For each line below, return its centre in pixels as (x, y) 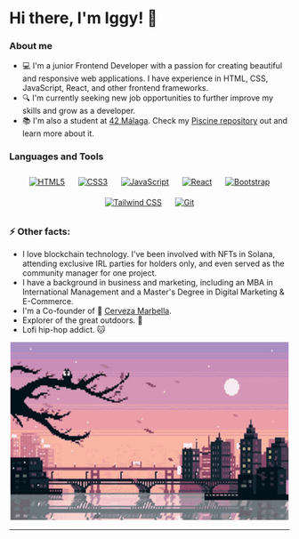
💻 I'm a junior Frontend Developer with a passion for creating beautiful (152, 66)
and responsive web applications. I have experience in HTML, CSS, (145, 78)
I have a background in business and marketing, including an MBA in (148, 283)
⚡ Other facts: (40, 231)
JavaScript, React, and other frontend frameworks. (115, 88)
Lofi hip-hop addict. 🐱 (64, 330)
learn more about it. (58, 133)
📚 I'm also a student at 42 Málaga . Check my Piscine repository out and (154, 121)
